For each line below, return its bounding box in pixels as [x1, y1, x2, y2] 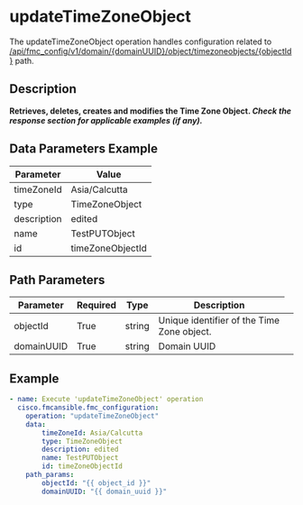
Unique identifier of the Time [158, 314, 280, 326]
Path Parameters [9, 272, 106, 288]
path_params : [25, 471, 75, 480]
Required [76, 299, 117, 312]
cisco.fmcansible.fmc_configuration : [17, 403, 160, 412]
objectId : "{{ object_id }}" [41, 478, 151, 488]
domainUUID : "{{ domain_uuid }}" [41, 487, 168, 496]
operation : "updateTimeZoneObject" [25, 411, 160, 420]
